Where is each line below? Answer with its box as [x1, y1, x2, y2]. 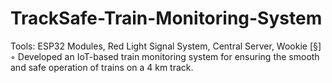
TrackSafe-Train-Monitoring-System [10, 7, 323, 30]
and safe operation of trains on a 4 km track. [10, 61, 194, 73]
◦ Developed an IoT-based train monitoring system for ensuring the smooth [10, 50, 320, 62]
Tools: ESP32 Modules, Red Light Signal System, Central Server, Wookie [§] [10, 40, 322, 52]
